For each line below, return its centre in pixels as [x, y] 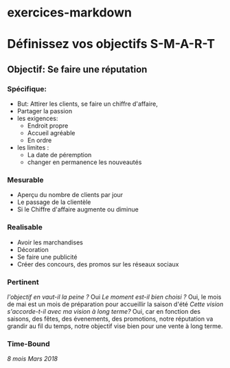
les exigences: [37, 119]
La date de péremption [59, 155]
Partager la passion [45, 111]
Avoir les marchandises [50, 242]
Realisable [25, 227]
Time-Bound [28, 343]
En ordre [39, 140]
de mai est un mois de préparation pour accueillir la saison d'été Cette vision [115, 304]
